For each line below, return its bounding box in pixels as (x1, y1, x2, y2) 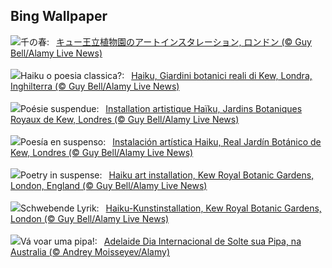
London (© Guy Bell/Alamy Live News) (10, 212, 170, 224)
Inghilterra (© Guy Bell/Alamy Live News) (10, 80, 180, 92)
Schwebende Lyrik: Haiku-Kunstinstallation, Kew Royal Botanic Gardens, (20, 202, 322, 214)
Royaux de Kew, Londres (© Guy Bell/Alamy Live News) (10, 113, 240, 125)
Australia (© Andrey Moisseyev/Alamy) (10, 245, 171, 258)
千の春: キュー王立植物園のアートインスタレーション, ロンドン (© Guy (20, 35, 312, 48)
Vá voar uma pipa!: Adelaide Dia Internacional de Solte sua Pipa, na (20, 235, 302, 247)
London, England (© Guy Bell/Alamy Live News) (10, 179, 208, 191)
